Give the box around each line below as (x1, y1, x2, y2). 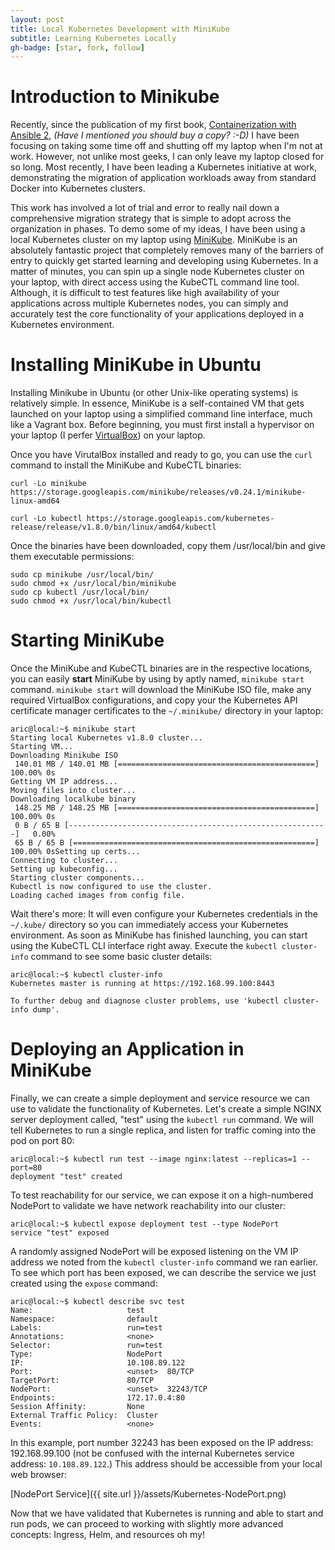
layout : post (10, 14, 65, 25)
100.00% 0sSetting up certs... (10, 847, 141, 857)
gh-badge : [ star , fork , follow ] (10, 42, 145, 53)
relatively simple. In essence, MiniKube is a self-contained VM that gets (10, 397, 305, 410)
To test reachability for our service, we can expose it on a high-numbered (10, 1189, 314, 1201)
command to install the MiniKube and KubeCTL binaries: (10, 459, 242, 471)
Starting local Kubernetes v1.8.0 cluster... (10, 733, 203, 743)
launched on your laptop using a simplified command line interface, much (10, 408, 313, 420)
